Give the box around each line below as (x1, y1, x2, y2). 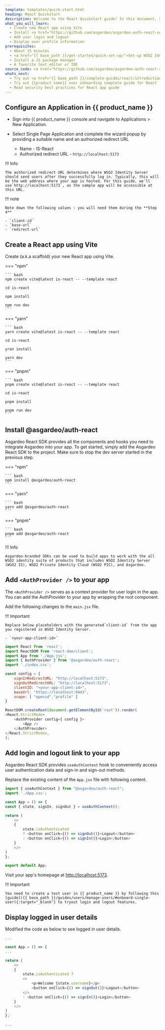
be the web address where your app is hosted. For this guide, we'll (5, 179, 151, 184)
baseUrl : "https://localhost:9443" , (14, 690, 89, 695)
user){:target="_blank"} (5, 900, 56, 905)
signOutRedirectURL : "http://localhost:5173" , (14, 680, 111, 685)
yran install (5, 347, 32, 352)
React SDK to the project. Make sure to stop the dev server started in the (5, 449, 152, 455)
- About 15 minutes (9, 48, 50, 53)
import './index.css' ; (5, 663, 52, 668)
